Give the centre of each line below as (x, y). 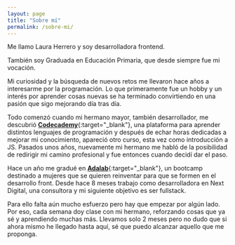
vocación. (22, 68)
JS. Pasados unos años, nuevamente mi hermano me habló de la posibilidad (117, 147)
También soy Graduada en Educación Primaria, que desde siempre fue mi (114, 60)
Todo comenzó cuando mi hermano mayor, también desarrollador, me (108, 117)
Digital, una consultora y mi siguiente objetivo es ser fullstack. (97, 191)
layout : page (26, 14)
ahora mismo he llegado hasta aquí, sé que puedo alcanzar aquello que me (116, 227)
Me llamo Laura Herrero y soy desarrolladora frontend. (86, 47)
